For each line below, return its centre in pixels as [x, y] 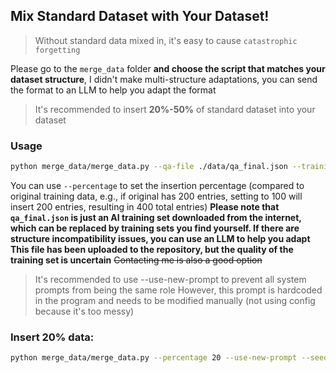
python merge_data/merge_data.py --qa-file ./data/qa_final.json [149, 167]
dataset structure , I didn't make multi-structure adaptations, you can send [164, 79]
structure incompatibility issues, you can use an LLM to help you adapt [160, 238]
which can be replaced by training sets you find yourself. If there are [155, 228]
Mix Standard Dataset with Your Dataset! [140, 16]
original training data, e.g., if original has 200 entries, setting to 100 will [156, 196]
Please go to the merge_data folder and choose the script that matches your [168, 68]
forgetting [57, 50]
